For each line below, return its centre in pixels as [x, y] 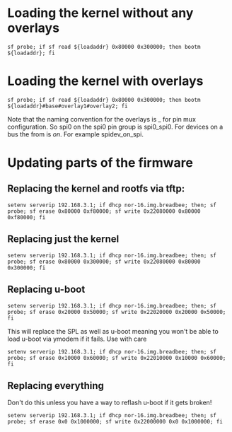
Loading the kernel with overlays [105, 81]
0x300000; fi [27, 268]
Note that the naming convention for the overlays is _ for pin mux [102, 119]
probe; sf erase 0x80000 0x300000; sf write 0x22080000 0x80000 [104, 262]
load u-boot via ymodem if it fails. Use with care [77, 339]
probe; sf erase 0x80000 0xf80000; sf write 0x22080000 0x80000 [104, 211]
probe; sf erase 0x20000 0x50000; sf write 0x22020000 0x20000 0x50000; [117, 312]
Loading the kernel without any [100, 13]
